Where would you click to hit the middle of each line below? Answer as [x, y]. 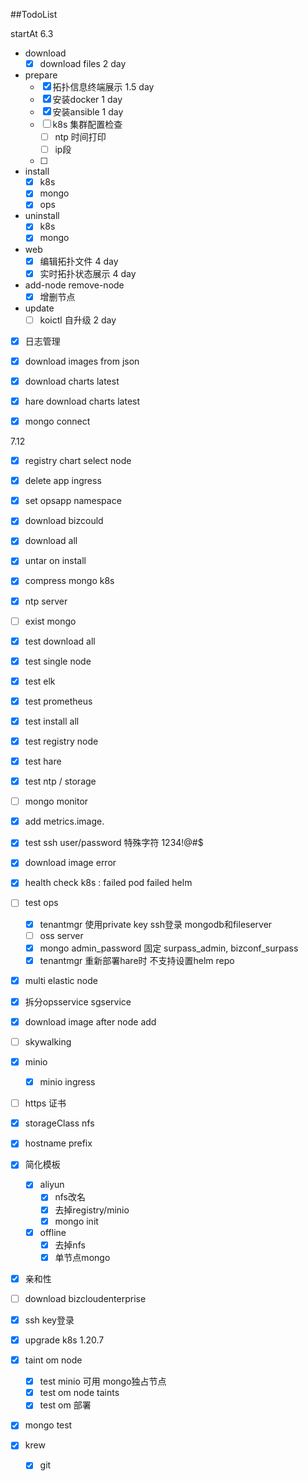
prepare [41, 75]
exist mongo [50, 621]
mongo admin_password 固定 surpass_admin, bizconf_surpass [169, 948]
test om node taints [79, 1393]
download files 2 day [83, 63]
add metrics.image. [64, 821]
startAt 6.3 [32, 33]
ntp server [46, 601]
